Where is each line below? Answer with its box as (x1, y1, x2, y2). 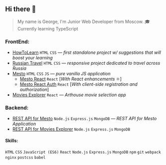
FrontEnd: (5, 38, 30, 45)
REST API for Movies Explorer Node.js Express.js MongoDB (12, 126, 130, 132)
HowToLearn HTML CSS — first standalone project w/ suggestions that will (12, 49, 162, 55)
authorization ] (19, 87, 49, 93)
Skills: (5, 138, 18, 144)
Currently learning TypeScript (17, 25, 79, 31)
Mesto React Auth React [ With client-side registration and (19, 81, 138, 87)
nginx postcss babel (5, 155, 46, 160)
